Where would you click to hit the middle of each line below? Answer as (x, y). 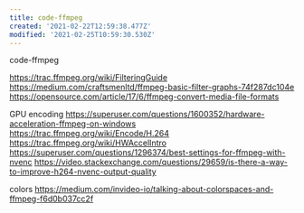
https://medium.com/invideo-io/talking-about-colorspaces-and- (154, 190)
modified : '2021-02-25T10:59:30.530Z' (82, 34)
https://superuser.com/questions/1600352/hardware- (165, 115)
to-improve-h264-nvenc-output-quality (83, 171)
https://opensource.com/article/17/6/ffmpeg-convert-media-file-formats (144, 97)
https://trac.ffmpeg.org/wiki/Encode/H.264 (90, 134)
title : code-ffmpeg (46, 18)
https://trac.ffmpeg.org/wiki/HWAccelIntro (88, 143)
